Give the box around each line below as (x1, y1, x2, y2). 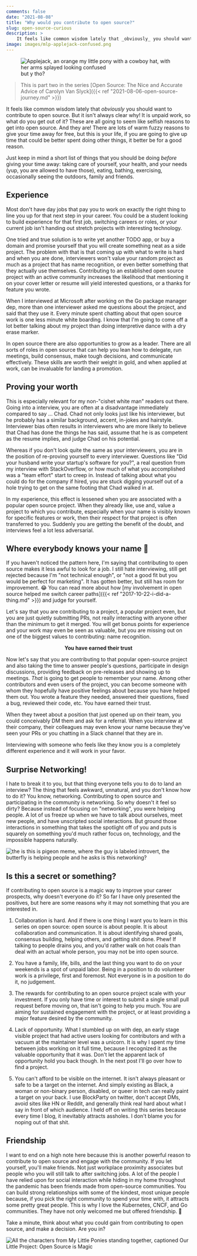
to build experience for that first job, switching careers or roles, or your (6, 218, 178, 225)
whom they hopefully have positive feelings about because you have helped (6, 687, 190, 694)
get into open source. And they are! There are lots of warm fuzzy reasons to (6, 124, 190, 131)
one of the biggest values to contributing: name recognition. (6, 633, 151, 640)
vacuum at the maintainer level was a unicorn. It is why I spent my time (14, 1038, 186, 1045)
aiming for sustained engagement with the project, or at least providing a (14, 1008, 191, 1015)
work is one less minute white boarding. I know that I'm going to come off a (6, 316, 188, 323)
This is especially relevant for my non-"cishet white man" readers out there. (6, 398, 189, 405)
